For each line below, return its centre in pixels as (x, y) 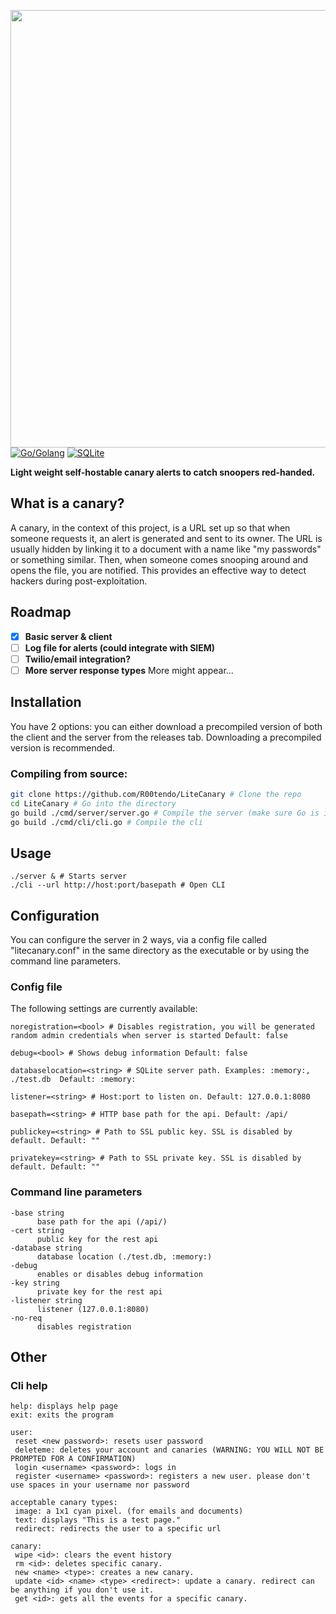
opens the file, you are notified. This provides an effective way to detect (158, 570)
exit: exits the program (62, 1415)
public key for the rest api (97, 1239)
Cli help (29, 1386)
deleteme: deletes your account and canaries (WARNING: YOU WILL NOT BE (169, 1450)
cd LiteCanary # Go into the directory (93, 803)
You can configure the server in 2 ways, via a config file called (139, 940)
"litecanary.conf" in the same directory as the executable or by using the (160, 951)
